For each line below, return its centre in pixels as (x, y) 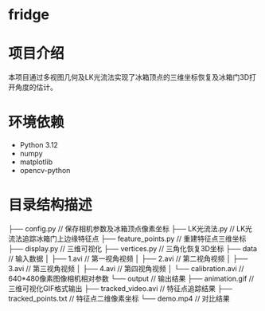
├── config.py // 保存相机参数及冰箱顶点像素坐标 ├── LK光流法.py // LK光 (131, 228)
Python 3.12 (39, 145)
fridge (29, 15)
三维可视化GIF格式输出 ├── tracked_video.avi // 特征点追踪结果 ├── (121, 288)
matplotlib (36, 162)
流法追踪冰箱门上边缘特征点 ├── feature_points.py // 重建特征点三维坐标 (127, 238)
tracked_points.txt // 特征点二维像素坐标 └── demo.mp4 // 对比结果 (119, 298)
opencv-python (45, 171)
